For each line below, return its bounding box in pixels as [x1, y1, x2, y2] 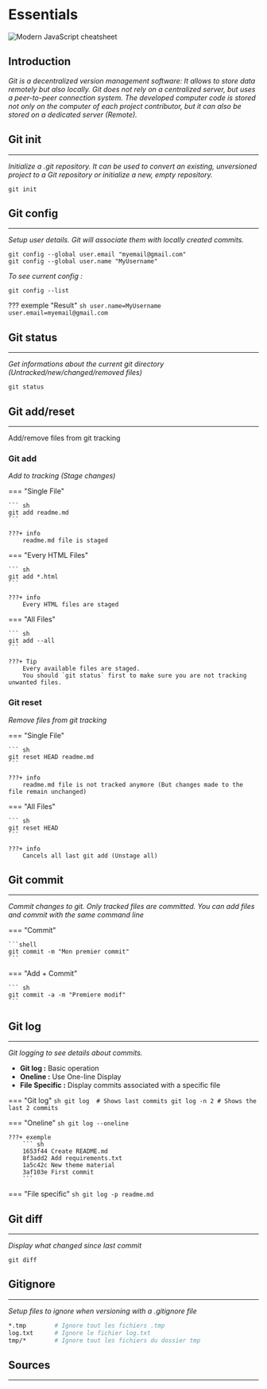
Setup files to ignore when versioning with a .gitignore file [8, 1306, 197, 1316]
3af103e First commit [22, 1168, 94, 1177]
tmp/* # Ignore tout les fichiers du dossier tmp [8, 1337, 201, 1345]
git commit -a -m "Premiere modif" [8, 991, 126, 999]
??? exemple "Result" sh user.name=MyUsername [8, 300, 161, 311]
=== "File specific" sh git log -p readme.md [8, 1190, 154, 1199]
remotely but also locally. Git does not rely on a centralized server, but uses [8, 84, 256, 94]
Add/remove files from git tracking [8, 433, 121, 443]
